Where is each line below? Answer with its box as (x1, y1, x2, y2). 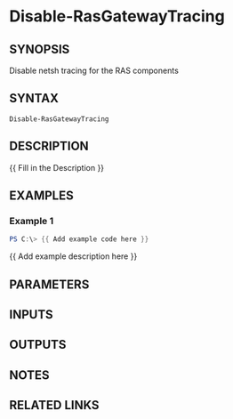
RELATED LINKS (9, 398, 100, 413)
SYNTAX (9, 91, 60, 106)
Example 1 (9, 214, 54, 227)
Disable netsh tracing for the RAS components (9, 65, 180, 76)
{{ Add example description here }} (9, 251, 138, 262)
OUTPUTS (9, 337, 67, 352)
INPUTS (9, 307, 53, 322)
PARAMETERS (9, 277, 90, 292)
